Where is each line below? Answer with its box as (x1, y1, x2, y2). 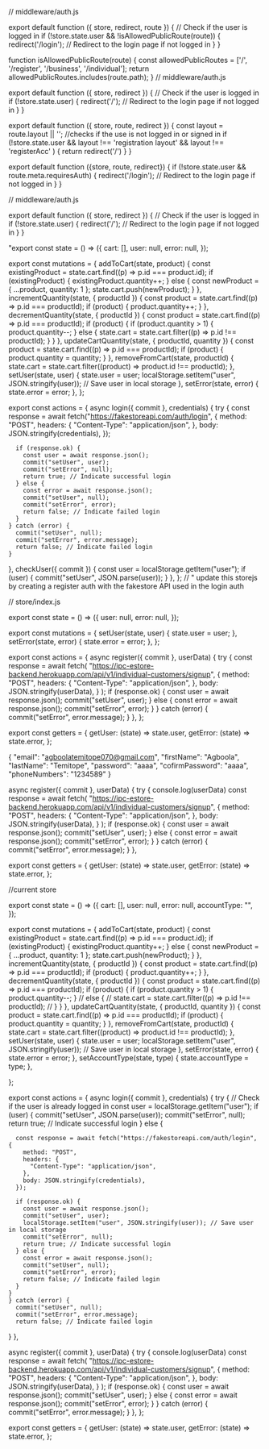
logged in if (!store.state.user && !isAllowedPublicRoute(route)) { (8, 31, 221, 40)
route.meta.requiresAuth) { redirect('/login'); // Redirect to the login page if (8, 171, 256, 180)
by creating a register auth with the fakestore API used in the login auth (8, 581, 244, 591)
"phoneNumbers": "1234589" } (8, 769, 111, 779)
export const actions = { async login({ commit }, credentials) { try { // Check (8, 1093, 260, 1102)
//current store (8, 885, 57, 894)
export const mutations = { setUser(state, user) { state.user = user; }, (8, 628, 238, 638)
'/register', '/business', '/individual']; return (8, 64, 150, 73)
